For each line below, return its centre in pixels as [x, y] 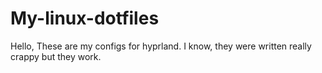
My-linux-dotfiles [85, 18]
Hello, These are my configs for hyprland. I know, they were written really [161, 46]
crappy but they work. [56, 56]
